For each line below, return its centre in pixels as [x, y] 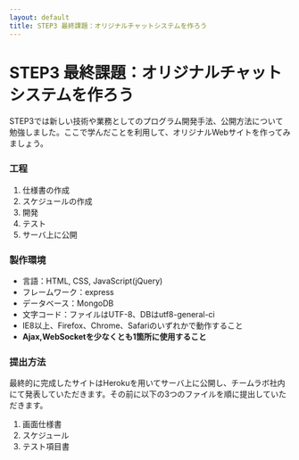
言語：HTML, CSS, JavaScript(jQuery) [92, 281]
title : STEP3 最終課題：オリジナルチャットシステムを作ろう [108, 26]
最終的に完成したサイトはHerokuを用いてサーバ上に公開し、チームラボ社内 [147, 383]
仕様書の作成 [46, 190]
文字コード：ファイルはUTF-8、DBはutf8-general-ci [119, 315]
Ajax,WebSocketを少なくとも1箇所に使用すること [114, 337]
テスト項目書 [46, 447]
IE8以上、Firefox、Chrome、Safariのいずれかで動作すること [133, 325]
